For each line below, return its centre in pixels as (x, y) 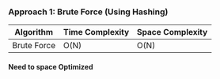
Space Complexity (173, 32)
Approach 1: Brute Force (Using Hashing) (88, 12)
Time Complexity (96, 32)
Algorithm (34, 32)
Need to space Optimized (51, 66)
